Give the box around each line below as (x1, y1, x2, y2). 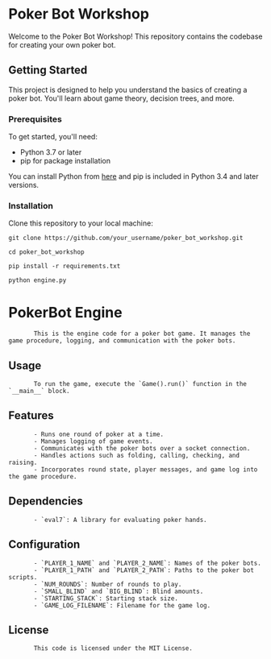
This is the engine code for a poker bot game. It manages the (33, 329, 251, 338)
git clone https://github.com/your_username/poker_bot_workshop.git (8, 234, 244, 242)
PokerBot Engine (8, 303, 123, 321)
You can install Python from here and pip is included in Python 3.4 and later (8, 172, 260, 181)
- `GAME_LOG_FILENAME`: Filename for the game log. (33, 601, 211, 609)
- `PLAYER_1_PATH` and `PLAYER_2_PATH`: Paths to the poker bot (33, 566, 254, 574)
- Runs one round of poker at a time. (33, 430, 164, 438)
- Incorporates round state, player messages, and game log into (33, 465, 258, 474)
